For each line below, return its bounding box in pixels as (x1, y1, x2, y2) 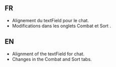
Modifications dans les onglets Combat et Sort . (12, 23, 111, 29)
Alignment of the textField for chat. (12, 50, 85, 57)
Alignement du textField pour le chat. (12, 17, 89, 23)
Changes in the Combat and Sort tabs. (12, 56, 92, 62)
